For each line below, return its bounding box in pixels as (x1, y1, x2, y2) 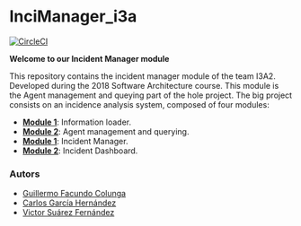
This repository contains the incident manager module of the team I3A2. (9, 70, 276, 82)
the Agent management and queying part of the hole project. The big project (9, 90, 293, 100)
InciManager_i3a (9, 6, 137, 27)
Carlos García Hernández (22, 197, 117, 208)
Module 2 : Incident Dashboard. (22, 145, 138, 156)
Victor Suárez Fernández (22, 207, 115, 218)
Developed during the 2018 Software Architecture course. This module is (9, 80, 279, 91)
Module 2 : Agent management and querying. (22, 126, 190, 136)
